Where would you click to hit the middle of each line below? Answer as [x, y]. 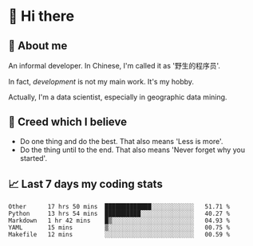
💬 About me [38, 46]
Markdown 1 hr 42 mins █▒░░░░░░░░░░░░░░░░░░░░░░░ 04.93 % [119, 221]
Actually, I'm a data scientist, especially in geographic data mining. [118, 97]
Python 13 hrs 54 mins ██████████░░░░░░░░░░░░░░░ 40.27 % [119, 213]
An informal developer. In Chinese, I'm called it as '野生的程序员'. [115, 66]
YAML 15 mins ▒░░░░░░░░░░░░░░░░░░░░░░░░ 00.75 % [119, 227]
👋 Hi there [41, 16]
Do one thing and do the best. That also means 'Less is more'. [121, 141]
